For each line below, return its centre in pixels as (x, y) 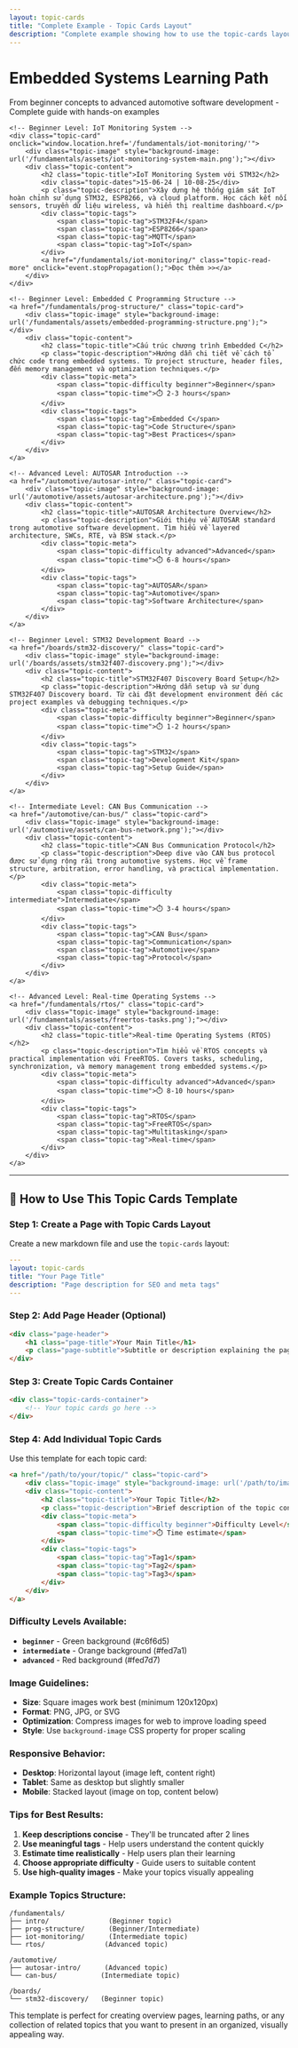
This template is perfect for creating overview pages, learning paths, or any (147, 2015)
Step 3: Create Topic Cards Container (91, 1382)
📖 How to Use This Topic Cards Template (123, 1199)
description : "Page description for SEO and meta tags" (114, 1285)
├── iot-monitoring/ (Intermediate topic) (99, 1936)
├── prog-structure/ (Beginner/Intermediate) (105, 1929)
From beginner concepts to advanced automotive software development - (144, 102)
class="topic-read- (235, 260)
